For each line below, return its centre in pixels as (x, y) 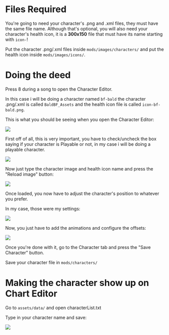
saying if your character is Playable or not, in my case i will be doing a (78, 144)
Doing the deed (38, 75)
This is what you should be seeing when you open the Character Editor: (80, 119)
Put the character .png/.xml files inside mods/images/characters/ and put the (85, 49)
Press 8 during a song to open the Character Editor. (59, 89)
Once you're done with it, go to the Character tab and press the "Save (78, 247)
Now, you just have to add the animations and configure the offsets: (76, 228)
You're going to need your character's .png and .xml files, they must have (82, 23)
